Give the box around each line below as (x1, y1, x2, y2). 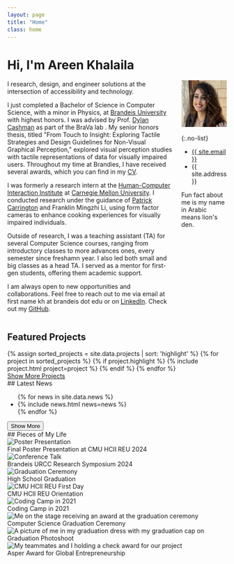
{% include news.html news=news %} (17, 400, 127, 408)
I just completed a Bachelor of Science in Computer (7, 101, 155, 110)
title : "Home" (7, 18, 49, 26)
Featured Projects (7, 331, 86, 343)
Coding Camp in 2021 (7, 505, 70, 513)
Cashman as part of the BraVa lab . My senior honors (7, 123, 159, 132)
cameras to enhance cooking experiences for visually (7, 211, 162, 219)
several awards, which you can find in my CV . (7, 168, 138, 176)
